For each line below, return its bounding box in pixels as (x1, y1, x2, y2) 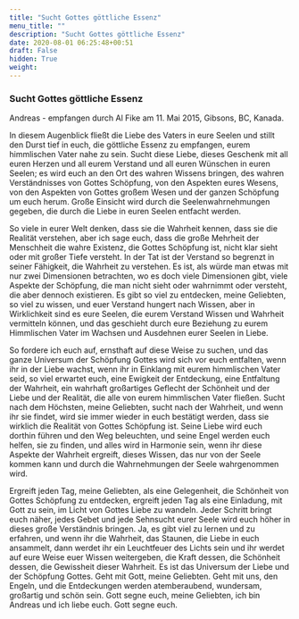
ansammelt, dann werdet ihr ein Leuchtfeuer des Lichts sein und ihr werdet (9, 542, 286, 554)
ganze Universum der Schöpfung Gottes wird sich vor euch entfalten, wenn (9, 355, 287, 365)
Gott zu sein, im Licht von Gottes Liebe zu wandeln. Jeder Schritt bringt (9, 505, 272, 515)
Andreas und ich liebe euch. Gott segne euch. (9, 599, 179, 610)
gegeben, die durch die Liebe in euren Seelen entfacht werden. (9, 206, 242, 217)
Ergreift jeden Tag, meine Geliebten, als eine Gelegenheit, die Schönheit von (9, 486, 289, 497)
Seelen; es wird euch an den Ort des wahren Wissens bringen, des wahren (9, 168, 285, 179)
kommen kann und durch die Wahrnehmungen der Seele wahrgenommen (9, 459, 279, 470)
